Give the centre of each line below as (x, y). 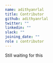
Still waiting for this (24, 55)
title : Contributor (25, 14)
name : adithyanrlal (25, 10)
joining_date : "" (22, 37)
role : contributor (25, 42)
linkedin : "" (18, 28)
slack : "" (15, 32)
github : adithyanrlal (27, 19)
